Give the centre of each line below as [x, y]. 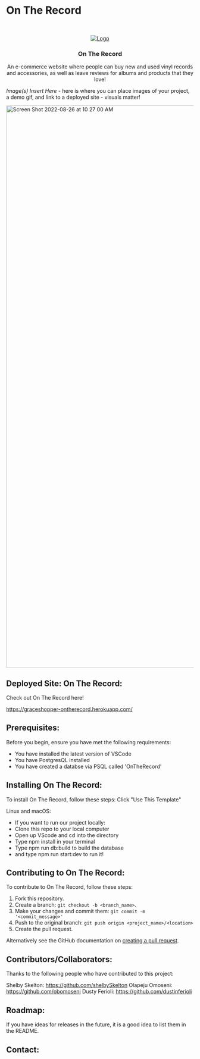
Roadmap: [26, 1010]
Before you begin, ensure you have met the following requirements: [89, 742]
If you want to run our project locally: [60, 822]
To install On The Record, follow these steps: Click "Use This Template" [94, 799]
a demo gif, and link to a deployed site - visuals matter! [74, 97]
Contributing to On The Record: [65, 873]
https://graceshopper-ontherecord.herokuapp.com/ [69, 709]
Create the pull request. [44, 929]
